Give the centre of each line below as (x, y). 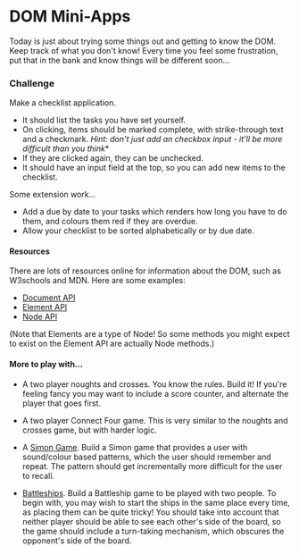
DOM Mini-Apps (70, 17)
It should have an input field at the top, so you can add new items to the (154, 168)
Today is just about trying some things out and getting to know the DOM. (143, 41)
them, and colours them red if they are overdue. (110, 222)
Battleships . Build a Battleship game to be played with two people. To (149, 492)
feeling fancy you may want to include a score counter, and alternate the (155, 393)
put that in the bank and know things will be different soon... (120, 60)
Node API (40, 317)
